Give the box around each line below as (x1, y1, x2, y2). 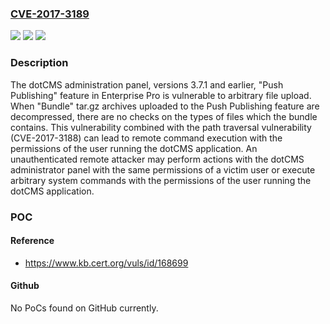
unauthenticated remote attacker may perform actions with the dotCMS (10, 153, 305, 165)
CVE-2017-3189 (10, 7, 90, 21)
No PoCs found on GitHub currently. (10, 302, 159, 314)
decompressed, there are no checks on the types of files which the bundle (10, 110, 318, 122)
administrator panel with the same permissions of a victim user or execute (10, 163, 316, 176)
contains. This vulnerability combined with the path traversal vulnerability (10, 121, 312, 133)
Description (10, 56, 69, 70)
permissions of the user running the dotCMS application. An (10, 142, 258, 154)
